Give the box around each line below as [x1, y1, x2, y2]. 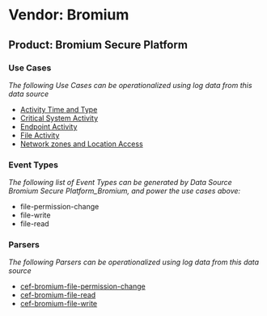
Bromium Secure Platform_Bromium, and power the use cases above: [8, 186, 241, 196]
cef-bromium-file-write [19, 299, 98, 309]
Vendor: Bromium [8, 6, 129, 24]
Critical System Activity [19, 113, 99, 123]
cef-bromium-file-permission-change [19, 281, 146, 292]
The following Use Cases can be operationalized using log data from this [8, 80, 252, 90]
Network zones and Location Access [19, 139, 143, 149]
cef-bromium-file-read [19, 290, 96, 300]
